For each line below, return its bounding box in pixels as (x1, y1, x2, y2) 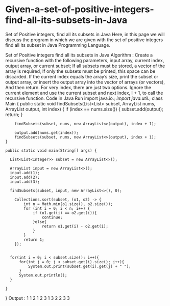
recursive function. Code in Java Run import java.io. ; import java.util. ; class (5, 95, 163, 101)
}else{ (32, 219, 47, 225)
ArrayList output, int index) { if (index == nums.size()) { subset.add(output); (5, 106, 163, 112)
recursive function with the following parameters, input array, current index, (5, 57, 164, 63)
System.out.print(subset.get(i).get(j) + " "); (28, 264, 131, 269)
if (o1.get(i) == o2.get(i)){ (32, 210, 97, 215)
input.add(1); (10, 170, 40, 175)
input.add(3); (10, 179, 40, 184)
